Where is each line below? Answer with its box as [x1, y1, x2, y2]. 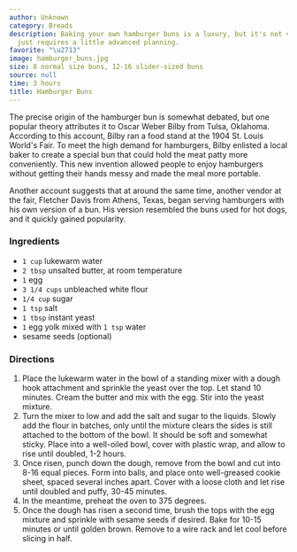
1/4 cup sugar [21, 293, 73, 304]
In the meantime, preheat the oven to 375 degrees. [21, 495, 208, 506]
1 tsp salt [21, 302, 57, 313]
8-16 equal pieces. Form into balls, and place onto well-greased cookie [21, 467, 281, 478]
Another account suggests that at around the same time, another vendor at [9, 185, 282, 196]
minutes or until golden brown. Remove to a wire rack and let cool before [21, 524, 287, 534]
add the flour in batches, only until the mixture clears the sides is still [21, 420, 272, 431]
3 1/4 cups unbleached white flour [21, 284, 148, 294]
